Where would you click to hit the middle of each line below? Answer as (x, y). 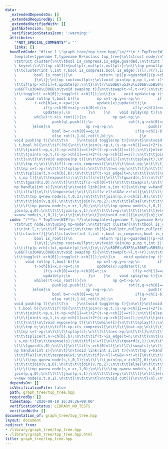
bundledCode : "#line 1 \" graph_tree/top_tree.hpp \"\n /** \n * (75, 52)
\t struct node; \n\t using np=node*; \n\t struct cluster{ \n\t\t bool (84, 224)
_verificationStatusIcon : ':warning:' (50, 33)
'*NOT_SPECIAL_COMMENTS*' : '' (46, 43)
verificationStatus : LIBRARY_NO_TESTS (50, 406)
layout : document (23, 420)
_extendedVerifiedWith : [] (38, 24)
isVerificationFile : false (38, 388)
